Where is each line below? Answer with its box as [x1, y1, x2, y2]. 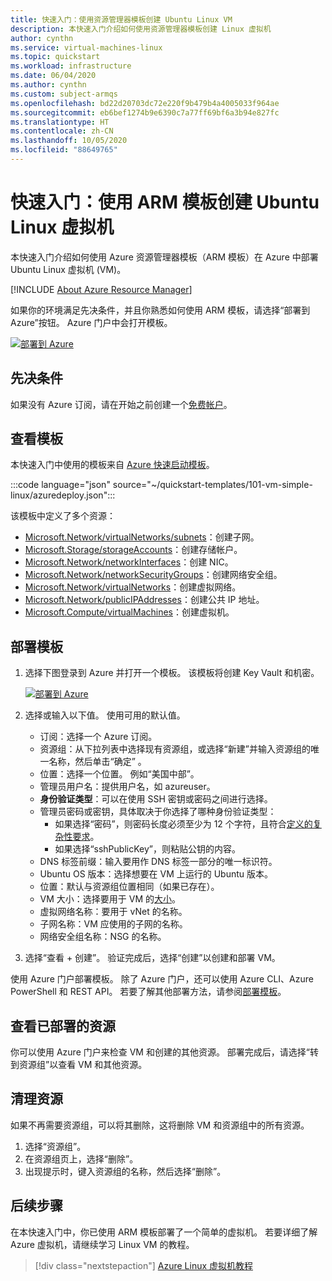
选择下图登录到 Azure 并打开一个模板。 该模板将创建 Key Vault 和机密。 [24, 667, 320, 679]
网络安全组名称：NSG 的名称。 [39, 931, 167, 943]
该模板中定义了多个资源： [10, 510, 116, 522]
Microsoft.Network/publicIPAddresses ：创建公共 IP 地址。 [24, 594, 265, 606]
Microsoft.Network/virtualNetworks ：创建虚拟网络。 [24, 581, 242, 593]
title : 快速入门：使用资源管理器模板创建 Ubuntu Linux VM [10, 14, 233, 25]
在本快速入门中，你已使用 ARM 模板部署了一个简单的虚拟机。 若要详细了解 [10, 1226, 318, 1238]
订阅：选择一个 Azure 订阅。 [39, 731, 158, 743]
